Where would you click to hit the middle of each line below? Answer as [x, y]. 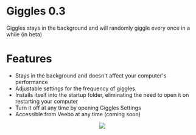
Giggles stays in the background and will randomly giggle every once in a [98, 28]
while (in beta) [24, 34]
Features [29, 59]
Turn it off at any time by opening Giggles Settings [78, 108]
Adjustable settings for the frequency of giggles [75, 88]
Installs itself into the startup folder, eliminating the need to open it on [102, 94]
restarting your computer [47, 101]
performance [32, 82]
